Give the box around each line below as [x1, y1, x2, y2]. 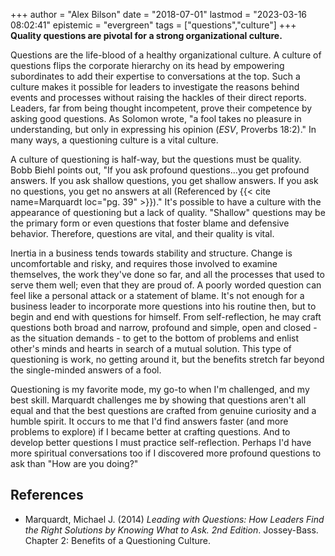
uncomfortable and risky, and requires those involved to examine [10, 258, 278, 269]
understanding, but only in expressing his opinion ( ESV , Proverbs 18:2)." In [10, 124, 317, 135]
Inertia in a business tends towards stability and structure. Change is [10, 247, 293, 259]
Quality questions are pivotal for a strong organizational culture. [10, 30, 283, 41]
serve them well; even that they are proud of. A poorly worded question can [10, 279, 322, 291]
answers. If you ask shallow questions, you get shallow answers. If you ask [10, 175, 319, 186]
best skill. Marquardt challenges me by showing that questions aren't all [10, 394, 307, 406]
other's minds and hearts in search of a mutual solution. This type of [10, 343, 292, 354]
